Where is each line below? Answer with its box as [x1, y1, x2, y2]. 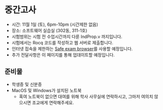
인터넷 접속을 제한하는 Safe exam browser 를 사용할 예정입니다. [11, 46, 133, 52]
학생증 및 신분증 [11, 81, 42, 87]
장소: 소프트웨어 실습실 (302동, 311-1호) [11, 27, 87, 33]
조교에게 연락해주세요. [32, 99, 74, 105]
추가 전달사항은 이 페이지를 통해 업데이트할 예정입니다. [11, 52, 115, 57]
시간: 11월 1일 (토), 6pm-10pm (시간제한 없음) [11, 21, 98, 27]
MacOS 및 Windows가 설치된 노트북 [11, 87, 81, 93]
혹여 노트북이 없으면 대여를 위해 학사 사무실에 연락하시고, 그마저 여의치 [19, 93, 153, 99]
